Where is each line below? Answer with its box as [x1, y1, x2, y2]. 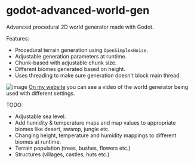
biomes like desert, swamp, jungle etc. [14, 125, 110, 132]
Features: [6, 35, 30, 42]
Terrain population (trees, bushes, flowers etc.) [14, 144, 131, 151]
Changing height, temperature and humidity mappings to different [14, 132, 177, 139]
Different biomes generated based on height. [14, 65, 125, 72]
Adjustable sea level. [14, 113, 66, 120]
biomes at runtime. [14, 138, 61, 145]
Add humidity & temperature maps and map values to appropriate [14, 119, 176, 126]
